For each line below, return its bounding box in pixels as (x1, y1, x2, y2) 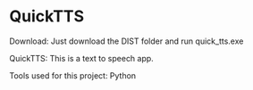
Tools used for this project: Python (9, 70, 137, 81)
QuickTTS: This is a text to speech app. (9, 53, 154, 63)
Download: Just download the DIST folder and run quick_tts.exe (9, 36, 244, 46)
